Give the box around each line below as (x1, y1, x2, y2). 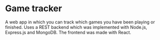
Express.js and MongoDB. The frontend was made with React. (5, 29, 131, 35)
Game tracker (5, 3, 62, 14)
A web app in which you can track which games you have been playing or (5, 19, 155, 25)
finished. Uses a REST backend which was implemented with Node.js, (5, 24, 147, 30)
